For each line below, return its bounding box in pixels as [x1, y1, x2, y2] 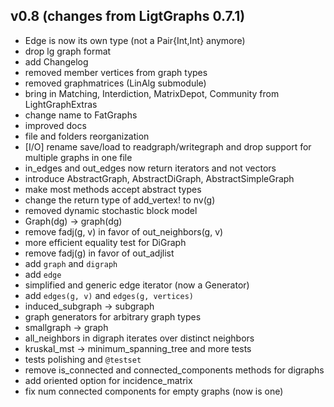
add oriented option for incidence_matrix [24, 374, 193, 386]
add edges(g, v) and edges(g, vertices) [24, 289, 194, 301]
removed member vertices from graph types [24, 66, 208, 78]
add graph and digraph [24, 257, 118, 269]
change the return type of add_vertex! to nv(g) [24, 194, 216, 206]
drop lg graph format [24, 45, 112, 57]
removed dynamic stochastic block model [24, 204, 198, 216]
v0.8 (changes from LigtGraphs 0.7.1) [10, 8, 246, 25]
